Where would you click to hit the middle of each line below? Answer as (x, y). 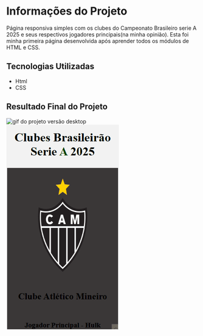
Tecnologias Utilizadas (50, 67)
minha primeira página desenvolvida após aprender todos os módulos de (98, 41)
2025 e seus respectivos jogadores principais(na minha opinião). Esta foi (98, 34)
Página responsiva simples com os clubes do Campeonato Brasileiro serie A (101, 28)
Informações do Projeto (67, 11)
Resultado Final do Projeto (57, 107)
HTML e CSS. (23, 47)
